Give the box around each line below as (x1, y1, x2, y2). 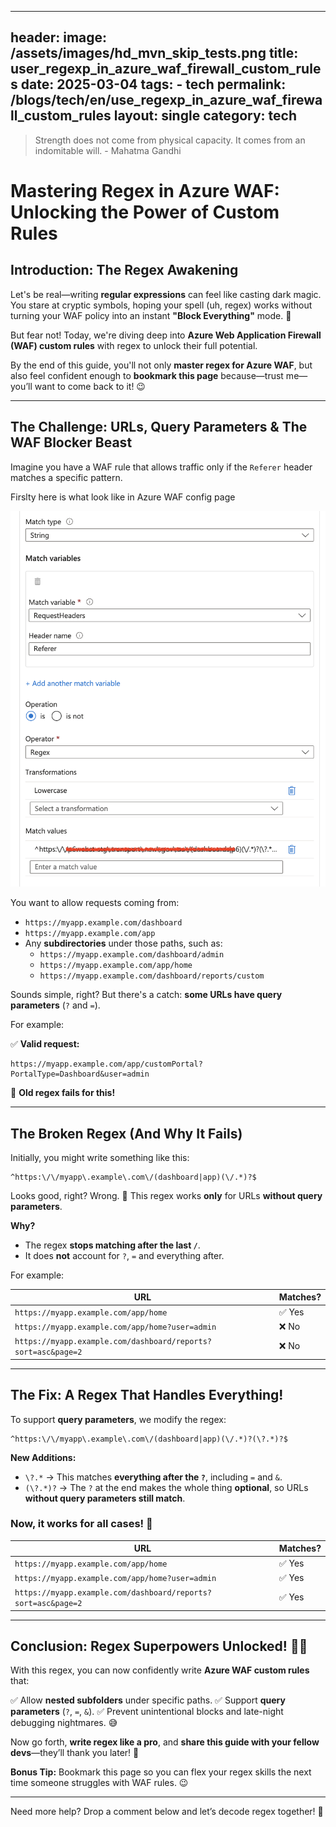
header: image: (10, 29, 108, 46)
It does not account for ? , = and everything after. (24, 1249, 225, 1261)
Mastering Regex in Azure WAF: (10, 180, 280, 202)
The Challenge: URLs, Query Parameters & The (10, 419, 308, 436)
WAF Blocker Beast (10, 434, 133, 451)
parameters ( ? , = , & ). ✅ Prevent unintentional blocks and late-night (10, 1706, 284, 1718)
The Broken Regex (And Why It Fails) (10, 1125, 243, 1142)
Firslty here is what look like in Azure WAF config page (10, 491, 236, 503)
